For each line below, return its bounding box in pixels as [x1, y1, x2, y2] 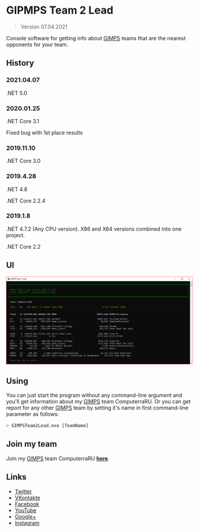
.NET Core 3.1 [6, 117, 40, 124]
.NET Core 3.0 [6, 158, 41, 165]
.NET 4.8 [6, 185, 28, 193]
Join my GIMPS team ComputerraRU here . [6, 454, 110, 462]
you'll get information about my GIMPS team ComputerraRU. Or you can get [6, 398, 191, 405]
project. [6, 232, 25, 239]
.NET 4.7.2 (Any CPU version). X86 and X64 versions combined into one [6, 225, 182, 232]
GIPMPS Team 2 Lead [6, 4, 114, 17]
